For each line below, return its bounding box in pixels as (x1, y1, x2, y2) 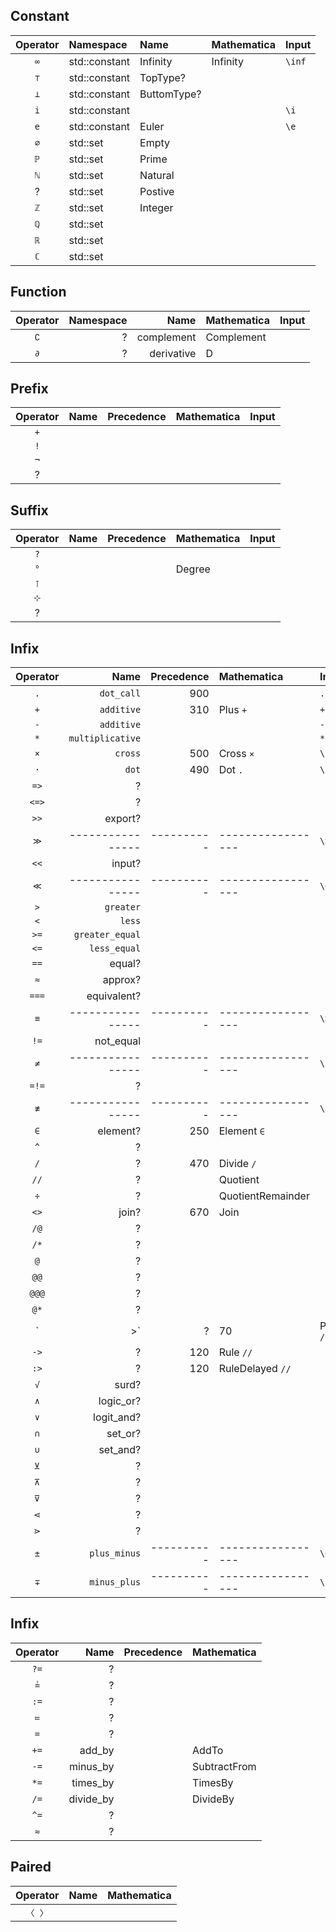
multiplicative (68, 733, 142, 744)
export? (104, 812, 142, 826)
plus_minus (89, 1548, 142, 1559)
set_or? (106, 1427, 142, 1441)
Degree (175, 562, 211, 576)
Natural (139, 168, 175, 182)
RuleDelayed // (218, 1362, 292, 1376)
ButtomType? (139, 87, 202, 101)
